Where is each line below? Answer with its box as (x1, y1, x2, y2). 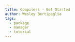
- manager (9, 25, 29, 30)
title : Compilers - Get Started (5, 7, 70, 12)
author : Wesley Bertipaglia (5, 12, 62, 16)
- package (9, 20, 29, 26)
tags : (5, 16, 16, 21)
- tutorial (9, 29, 31, 34)
